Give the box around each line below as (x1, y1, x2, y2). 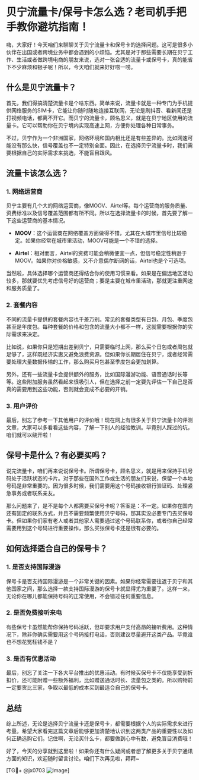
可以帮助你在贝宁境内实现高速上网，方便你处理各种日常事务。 (26, 121, 178, 128)
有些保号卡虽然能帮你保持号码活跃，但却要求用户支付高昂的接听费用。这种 (6, 623, 188, 630)
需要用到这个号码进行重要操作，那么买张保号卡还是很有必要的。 (6, 524, 162, 531)
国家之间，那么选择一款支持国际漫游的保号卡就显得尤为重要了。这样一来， (11, 585, 193, 592)
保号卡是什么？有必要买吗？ (6, 450, 108, 461)
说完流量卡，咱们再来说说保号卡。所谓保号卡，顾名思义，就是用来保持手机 (6, 467, 188, 474)
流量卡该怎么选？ (6, 168, 69, 178)
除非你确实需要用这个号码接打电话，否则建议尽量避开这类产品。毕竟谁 (21, 631, 193, 638)
